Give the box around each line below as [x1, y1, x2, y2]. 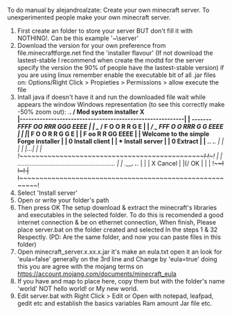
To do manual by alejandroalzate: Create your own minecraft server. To [7, 6, 210, 14]
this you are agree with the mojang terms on [17, 263, 143, 270]
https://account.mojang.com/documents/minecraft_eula [17, 270, 177, 278]
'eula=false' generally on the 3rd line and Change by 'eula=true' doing [17, 255, 217, 263]
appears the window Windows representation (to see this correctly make [17, 101, 225, 108]
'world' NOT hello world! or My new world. [17, 284, 139, 293]
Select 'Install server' [17, 189, 78, 197]
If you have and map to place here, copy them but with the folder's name [17, 277, 225, 285]
